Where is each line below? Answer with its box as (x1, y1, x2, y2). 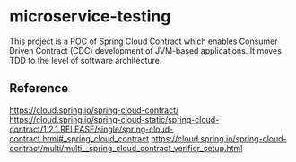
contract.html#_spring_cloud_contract (9, 132, 150, 144)
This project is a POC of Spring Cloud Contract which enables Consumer (9, 36, 278, 47)
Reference (9, 81, 69, 96)
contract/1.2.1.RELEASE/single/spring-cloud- (9, 124, 174, 134)
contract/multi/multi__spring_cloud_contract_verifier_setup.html (9, 142, 243, 153)
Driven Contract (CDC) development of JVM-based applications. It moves (9, 45, 283, 55)
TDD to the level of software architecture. (9, 55, 162, 65)
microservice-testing (9, 6, 171, 27)
